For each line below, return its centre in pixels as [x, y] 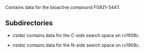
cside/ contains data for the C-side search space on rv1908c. [76, 35]
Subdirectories [29, 23]
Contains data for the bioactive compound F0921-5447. [63, 7]
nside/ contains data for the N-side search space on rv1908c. [76, 45]
